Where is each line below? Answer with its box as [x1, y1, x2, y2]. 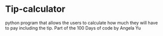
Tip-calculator [5, 3, 65, 15]
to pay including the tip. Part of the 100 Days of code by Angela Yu [5, 25, 141, 31]
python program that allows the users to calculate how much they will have [5, 20, 158, 26]
